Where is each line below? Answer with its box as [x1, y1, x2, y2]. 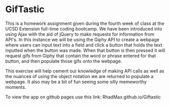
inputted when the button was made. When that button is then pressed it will [5, 47, 165, 53]
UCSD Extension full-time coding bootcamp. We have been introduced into [5, 25, 162, 31]
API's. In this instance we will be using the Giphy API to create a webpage [5, 37, 159, 43]
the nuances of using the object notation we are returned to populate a [5, 73, 154, 79]
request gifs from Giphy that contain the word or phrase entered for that [5, 52, 156, 59]
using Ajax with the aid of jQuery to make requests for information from [5, 31, 155, 37]
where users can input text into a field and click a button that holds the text [5, 42, 162, 48]
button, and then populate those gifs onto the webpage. [5, 58, 122, 64]
